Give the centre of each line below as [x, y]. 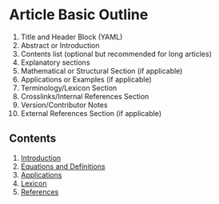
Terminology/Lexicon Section [69, 88]
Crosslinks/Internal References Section [85, 96]
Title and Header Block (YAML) [72, 37]
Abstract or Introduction [60, 45]
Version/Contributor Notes [64, 105]
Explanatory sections [55, 62]
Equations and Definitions [63, 166]
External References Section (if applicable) [91, 113]
